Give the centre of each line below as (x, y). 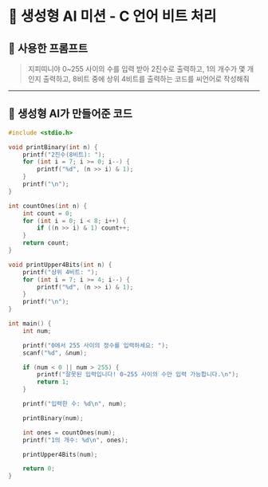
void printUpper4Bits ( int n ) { (60, 265)
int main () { (30, 324)
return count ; (46, 243)
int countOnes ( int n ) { (48, 206)
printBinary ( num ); (53, 418)
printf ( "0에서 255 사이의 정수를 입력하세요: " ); (96, 345)
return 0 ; (39, 469)
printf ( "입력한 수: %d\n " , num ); (75, 404)
